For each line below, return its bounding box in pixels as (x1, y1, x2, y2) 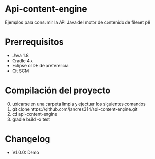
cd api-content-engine (12, 111, 57, 117)
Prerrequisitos (5, 36, 64, 48)
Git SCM (12, 68, 29, 74)
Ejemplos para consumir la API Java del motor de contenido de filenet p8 (5, 19, 151, 25)
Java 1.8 (12, 52, 29, 58)
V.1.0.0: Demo (12, 149, 40, 155)
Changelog (5, 133, 50, 144)
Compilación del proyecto (5, 85, 111, 96)
